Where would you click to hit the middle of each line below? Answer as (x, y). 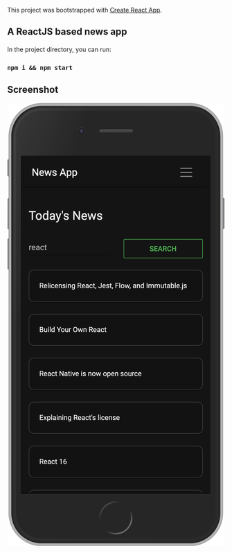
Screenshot (33, 90)
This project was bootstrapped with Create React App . (85, 10)
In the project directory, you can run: (59, 49)
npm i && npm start (40, 68)
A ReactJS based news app (67, 32)
